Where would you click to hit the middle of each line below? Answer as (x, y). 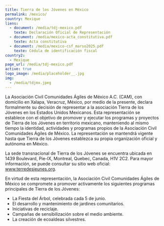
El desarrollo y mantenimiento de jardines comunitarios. (68, 203)
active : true (18, 69)
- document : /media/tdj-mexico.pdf (46, 28)
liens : (12, 23)
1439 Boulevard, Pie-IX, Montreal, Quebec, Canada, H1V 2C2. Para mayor (79, 158)
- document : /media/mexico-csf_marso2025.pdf (57, 46)
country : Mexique (23, 19)
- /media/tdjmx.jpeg (30, 83)
